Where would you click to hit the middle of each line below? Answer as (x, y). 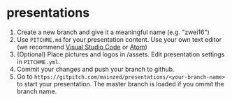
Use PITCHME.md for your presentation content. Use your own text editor (119, 39)
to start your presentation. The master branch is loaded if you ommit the (120, 84)
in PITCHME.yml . (38, 61)
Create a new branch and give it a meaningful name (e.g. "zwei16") (113, 32)
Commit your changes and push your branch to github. (96, 69)
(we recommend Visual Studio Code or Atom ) (82, 47)
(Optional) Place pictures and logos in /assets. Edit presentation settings (121, 54)
